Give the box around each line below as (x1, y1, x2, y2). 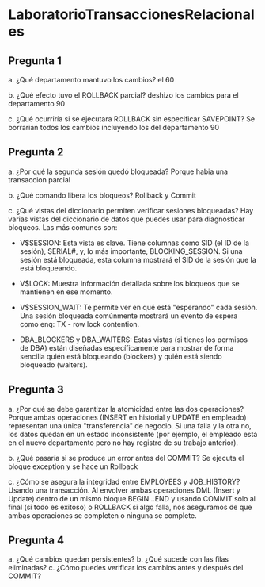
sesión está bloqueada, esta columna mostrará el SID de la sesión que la (19, 255, 256, 264)
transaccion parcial (8, 175, 71, 184)
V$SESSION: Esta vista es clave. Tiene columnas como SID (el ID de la (19, 238, 250, 247)
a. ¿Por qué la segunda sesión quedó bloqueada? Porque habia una (8, 167, 228, 176)
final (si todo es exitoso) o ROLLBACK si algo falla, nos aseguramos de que (8, 502, 252, 512)
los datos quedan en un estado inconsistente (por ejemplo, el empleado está (8, 429, 258, 439)
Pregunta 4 (8, 534, 65, 547)
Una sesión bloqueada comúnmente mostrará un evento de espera (19, 311, 238, 320)
